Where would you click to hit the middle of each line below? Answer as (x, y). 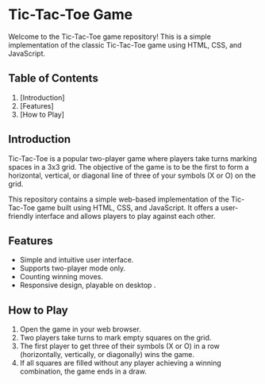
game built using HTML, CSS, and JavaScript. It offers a (128, 207)
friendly (21, 216)
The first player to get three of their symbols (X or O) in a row (120, 346)
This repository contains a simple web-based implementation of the (119, 199)
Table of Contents (54, 78)
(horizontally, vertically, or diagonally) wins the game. (107, 355)
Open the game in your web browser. (80, 329)
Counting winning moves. (61, 277)
